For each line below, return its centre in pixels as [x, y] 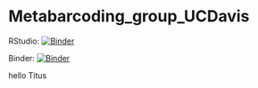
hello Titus [28, 75]
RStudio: [24, 41]
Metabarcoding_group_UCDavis [129, 16]
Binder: [21, 58]
